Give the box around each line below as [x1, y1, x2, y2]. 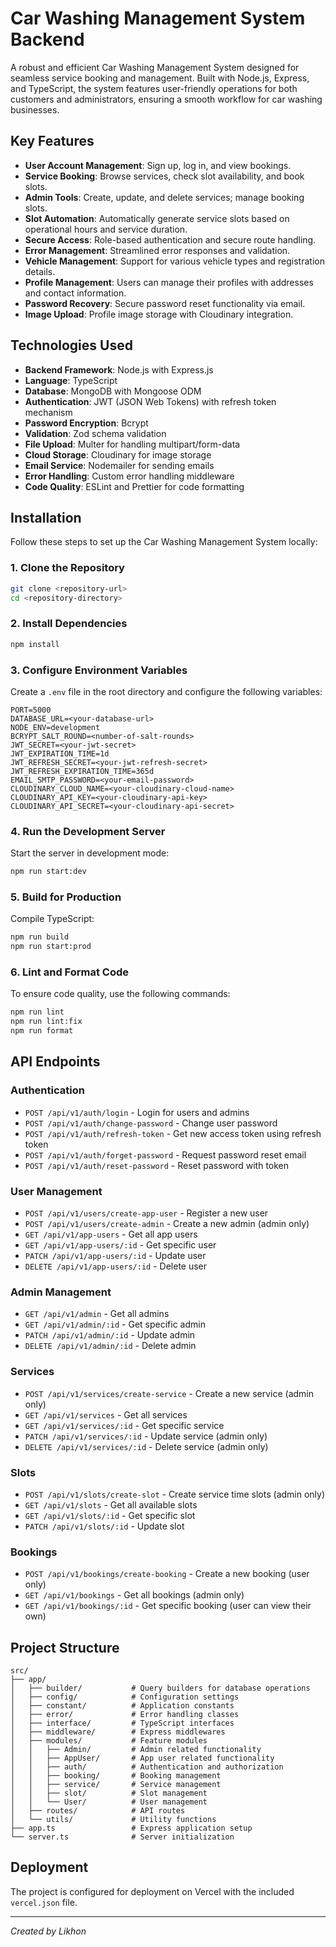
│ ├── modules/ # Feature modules [10, 1736, 208, 1746]
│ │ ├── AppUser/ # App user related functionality [10, 1753, 275, 1764]
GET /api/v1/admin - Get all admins [24, 1308, 170, 1320]
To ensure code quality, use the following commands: [10, 988, 231, 1000]
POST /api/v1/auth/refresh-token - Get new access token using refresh [24, 1127, 322, 1139]
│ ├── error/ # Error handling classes [10, 1710, 240, 1720]
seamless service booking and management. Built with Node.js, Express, [10, 72, 310, 84]
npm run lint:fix [10, 1017, 83, 1027]
